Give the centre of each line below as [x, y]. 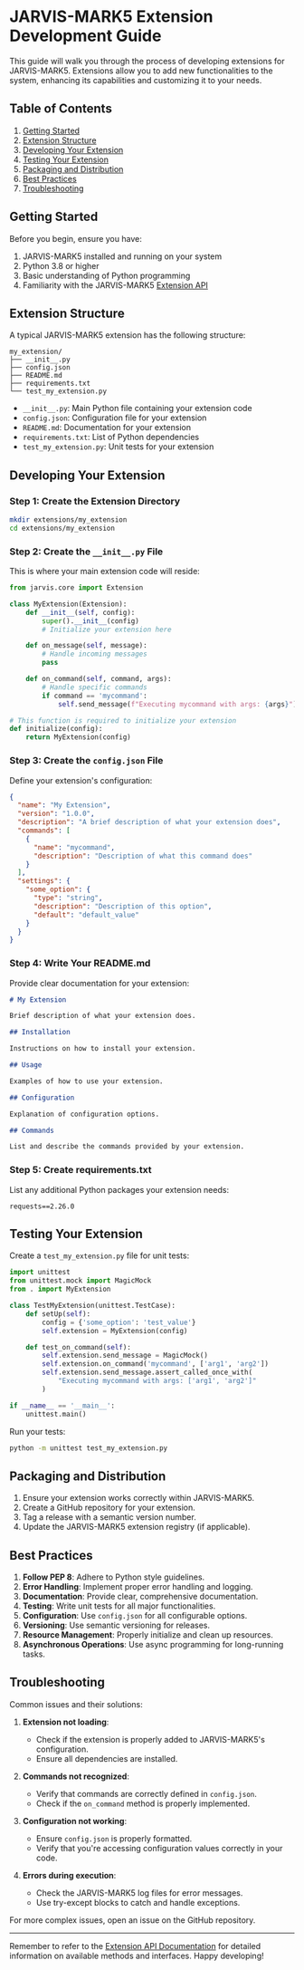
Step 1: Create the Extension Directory [95, 501]
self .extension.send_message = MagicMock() [125, 1356]
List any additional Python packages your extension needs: [119, 1189]
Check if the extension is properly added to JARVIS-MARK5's [150, 1739]
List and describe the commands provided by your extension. [127, 1147]
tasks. [33, 1654]
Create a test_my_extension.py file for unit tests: [100, 1255]
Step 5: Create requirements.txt [81, 1170]
